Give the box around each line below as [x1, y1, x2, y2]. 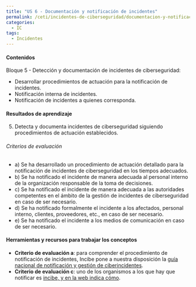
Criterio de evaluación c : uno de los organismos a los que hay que [14, 268, 176, 275]
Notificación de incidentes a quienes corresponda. [14, 97, 136, 104]
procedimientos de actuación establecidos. [14, 129, 118, 136]
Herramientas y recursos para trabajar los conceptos [6, 236, 137, 243]
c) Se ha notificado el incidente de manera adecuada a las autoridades [14, 185, 185, 193]
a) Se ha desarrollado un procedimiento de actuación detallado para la [14, 161, 184, 168]
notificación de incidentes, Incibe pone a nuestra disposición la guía [14, 255, 178, 262]
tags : [6, 30, 19, 36]
